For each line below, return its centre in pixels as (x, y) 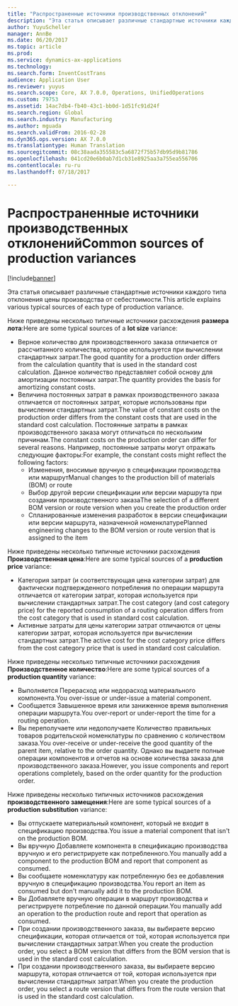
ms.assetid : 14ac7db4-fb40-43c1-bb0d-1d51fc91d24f (84, 106)
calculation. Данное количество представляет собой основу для (115, 372)
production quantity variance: (52, 677)
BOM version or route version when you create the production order (127, 507)
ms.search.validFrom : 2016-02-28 (57, 132)
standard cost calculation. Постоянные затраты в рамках (103, 424)
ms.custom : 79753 (33, 100)
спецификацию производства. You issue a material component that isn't (124, 830)
